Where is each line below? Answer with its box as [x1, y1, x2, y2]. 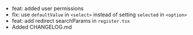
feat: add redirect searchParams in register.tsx [11, 17, 130, 24]
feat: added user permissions [11, 5, 84, 12]
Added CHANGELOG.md [11, 23, 72, 30]
